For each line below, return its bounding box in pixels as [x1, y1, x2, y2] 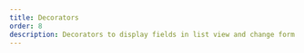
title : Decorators [9, 13, 79, 22]
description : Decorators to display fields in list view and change [9, 30, 275, 39]
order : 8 [9, 22, 43, 31]
